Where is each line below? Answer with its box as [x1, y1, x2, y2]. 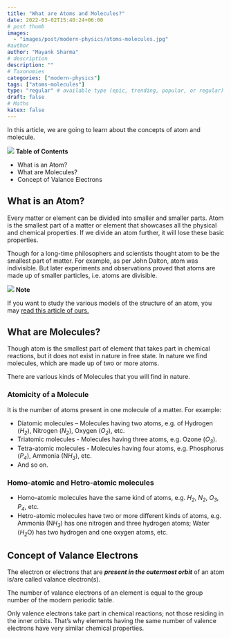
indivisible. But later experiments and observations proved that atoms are [7, 263, 216, 272]
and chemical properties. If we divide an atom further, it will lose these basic [7, 228, 225, 237]
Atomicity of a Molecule [7, 390, 89, 400]
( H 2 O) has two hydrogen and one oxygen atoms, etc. [17, 528, 168, 538]
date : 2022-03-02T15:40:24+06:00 [7, 17, 104, 24]
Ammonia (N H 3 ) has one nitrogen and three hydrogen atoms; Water [17, 519, 210, 529]
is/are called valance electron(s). [7, 575, 101, 584]
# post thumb [7, 23, 45, 30]
